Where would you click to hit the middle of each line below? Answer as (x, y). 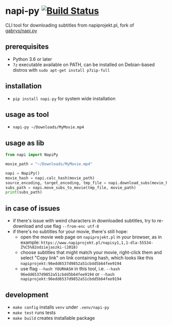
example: (30, 242)
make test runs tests (34, 312)
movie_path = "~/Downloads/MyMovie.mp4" (49, 164)
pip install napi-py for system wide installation (64, 98)
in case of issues (33, 208)
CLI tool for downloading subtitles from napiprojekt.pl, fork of (70, 25)
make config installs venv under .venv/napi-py (61, 307)
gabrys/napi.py (21, 30)
